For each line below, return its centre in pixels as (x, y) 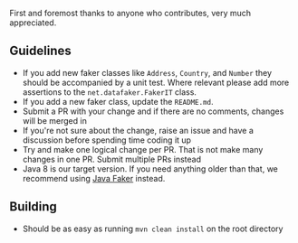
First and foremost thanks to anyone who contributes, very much (130, 13)
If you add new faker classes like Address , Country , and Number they (147, 72)
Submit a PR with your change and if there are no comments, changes (153, 111)
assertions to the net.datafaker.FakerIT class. (110, 92)
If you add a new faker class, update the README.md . (118, 101)
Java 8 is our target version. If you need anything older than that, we (150, 168)
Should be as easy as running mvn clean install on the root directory (153, 229)
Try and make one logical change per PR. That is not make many (143, 149)
